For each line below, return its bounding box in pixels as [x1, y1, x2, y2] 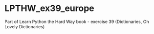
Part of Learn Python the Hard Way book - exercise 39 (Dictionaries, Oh [4, 19, 150, 24]
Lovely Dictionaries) [4, 23, 45, 29]
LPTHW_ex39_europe [4, 3, 94, 14]
